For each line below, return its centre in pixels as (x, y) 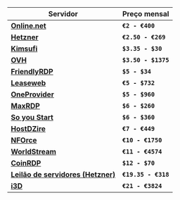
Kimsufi (24, 49)
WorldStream (33, 152)
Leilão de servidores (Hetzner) (63, 174)
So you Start (32, 117)
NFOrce (24, 140)
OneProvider (32, 94)
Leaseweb (28, 83)
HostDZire (28, 129)
